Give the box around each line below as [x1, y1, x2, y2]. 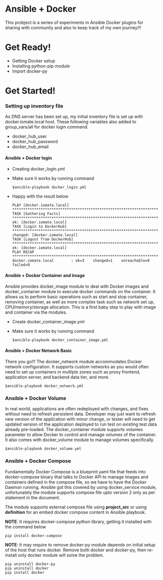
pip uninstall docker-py [5, 561, 55, 566]
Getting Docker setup [12, 57, 55, 64]
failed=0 [12, 262, 30, 267]
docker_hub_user [12, 133, 47, 139]
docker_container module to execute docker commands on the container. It [5, 288, 156, 294]
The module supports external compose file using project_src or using [5, 504, 147, 510]
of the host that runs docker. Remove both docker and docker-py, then [5, 547, 146, 553]
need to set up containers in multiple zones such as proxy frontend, [5, 369, 141, 374]
